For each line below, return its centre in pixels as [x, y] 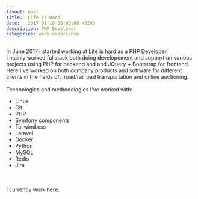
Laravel [24, 133]
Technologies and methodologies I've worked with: [70, 90]
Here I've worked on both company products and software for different [94, 70]
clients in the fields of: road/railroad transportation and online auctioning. [97, 77]
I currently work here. [33, 189]
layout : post [23, 12]
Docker [24, 139]
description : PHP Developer [42, 29]
